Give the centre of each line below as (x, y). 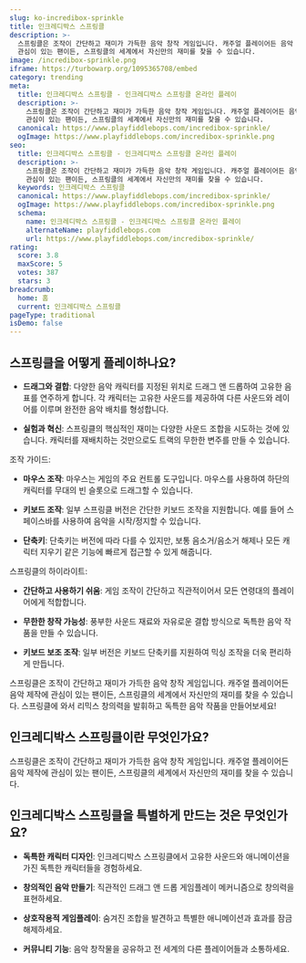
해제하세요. (42, 929)
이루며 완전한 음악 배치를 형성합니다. (104, 409)
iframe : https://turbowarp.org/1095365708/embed (103, 69)
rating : (24, 247)
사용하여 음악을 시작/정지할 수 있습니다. (132, 520)
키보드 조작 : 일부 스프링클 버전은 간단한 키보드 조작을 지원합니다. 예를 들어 (153, 509)
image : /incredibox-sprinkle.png (73, 60)
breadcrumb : (32, 289)
